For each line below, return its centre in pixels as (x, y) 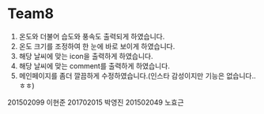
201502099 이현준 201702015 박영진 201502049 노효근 (96, 102)
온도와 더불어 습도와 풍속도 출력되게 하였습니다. (92, 36)
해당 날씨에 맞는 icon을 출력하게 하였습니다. (86, 56)
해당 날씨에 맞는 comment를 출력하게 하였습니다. (94, 66)
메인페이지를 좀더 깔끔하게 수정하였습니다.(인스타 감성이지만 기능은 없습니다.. (137, 75)
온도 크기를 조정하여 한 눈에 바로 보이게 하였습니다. (97, 46)
